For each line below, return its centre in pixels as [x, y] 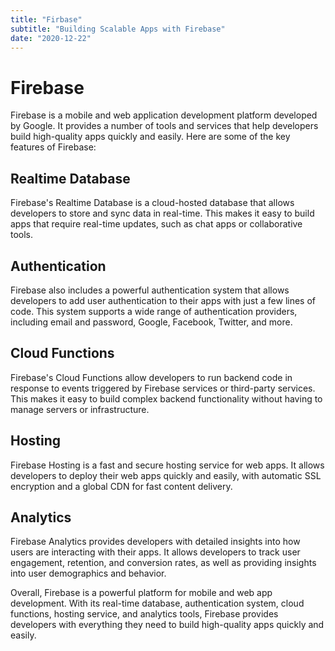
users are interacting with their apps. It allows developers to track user [155, 552]
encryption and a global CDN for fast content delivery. [121, 486]
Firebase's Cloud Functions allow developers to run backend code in [151, 377]
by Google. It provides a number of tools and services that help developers [164, 126]
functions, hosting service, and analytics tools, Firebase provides [144, 614]
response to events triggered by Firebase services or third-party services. [163, 388]
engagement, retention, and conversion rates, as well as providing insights [163, 563]
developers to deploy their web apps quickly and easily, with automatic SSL [166, 475]
